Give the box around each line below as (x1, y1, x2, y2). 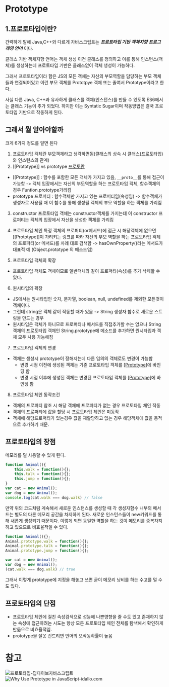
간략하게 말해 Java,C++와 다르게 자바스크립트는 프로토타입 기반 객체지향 (5, 39, 148, 45)
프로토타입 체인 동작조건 (12, 391, 61, 397)
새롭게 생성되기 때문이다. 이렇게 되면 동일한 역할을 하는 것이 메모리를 (10, 518, 145, 524)
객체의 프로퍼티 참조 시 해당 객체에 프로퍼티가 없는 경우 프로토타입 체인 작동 (12, 402, 161, 408)
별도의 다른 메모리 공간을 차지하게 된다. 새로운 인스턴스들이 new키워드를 (14, 511, 157, 517)
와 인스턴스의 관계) (12, 157, 49, 163)
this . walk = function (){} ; (14, 467, 71, 472)
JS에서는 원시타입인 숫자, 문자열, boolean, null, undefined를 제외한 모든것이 (12, 296, 164, 302)
